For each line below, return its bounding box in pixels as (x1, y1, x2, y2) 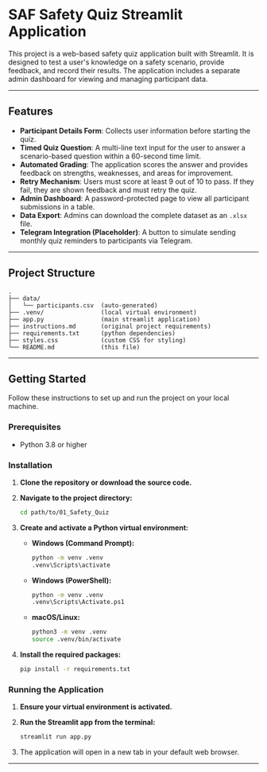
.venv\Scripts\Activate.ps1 (31, 598, 125, 606)
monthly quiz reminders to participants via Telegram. (19, 236, 193, 245)
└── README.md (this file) (8, 343, 141, 351)
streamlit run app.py (19, 733, 91, 741)
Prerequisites (8, 422, 61, 433)
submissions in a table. (19, 201, 95, 212)
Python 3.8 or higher (19, 439, 87, 449)
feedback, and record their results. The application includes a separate (8, 65, 241, 75)
